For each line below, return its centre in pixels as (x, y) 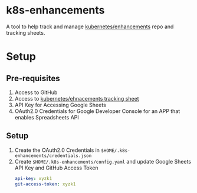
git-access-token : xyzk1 (45, 184)
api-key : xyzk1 (33, 178)
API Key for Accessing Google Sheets (60, 105)
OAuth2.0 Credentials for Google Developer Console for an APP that (97, 111)
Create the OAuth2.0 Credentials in (57, 150)
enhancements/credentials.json (53, 156)
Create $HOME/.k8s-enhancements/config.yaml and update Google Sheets (103, 161)
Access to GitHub (36, 92)
